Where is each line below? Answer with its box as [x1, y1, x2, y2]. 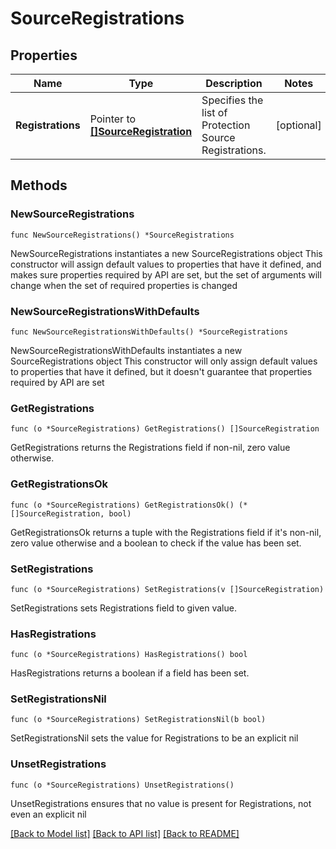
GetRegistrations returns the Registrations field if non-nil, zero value [10, 442, 291, 454]
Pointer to [89, 112, 137, 126]
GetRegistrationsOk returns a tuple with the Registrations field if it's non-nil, [10, 526, 322, 538]
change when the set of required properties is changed [10, 279, 238, 291]
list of [201, 106, 228, 119]
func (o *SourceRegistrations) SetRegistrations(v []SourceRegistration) [10, 584, 325, 594]
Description [205, 77, 263, 90]
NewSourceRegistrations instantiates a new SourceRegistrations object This [10, 247, 323, 259]
